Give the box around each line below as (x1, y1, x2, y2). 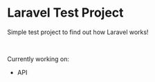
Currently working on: (7, 54, 69, 63)
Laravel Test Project (7, 5, 124, 21)
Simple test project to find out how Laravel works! (7, 28, 149, 36)
